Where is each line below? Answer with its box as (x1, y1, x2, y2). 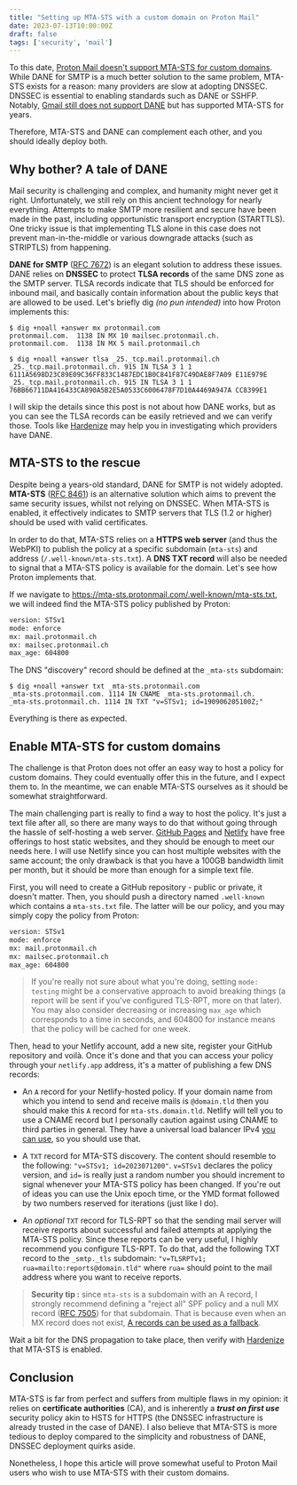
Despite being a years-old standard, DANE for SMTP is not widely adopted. (9, 479, 284, 490)
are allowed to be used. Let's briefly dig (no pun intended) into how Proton (9, 297, 281, 307)
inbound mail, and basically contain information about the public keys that (9, 288, 279, 299)
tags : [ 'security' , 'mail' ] (9, 37, 113, 47)
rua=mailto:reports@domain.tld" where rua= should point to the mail (21, 1263, 273, 1273)
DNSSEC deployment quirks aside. (9, 1441, 136, 1451)
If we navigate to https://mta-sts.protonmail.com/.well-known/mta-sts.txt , (9, 588, 277, 600)
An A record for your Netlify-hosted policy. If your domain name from (21, 1086, 273, 1098)
